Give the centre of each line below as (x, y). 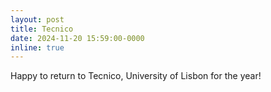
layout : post (37, 19)
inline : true (37, 47)
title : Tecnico (42, 29)
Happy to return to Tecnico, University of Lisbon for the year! (136, 76)
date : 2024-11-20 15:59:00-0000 (77, 38)
